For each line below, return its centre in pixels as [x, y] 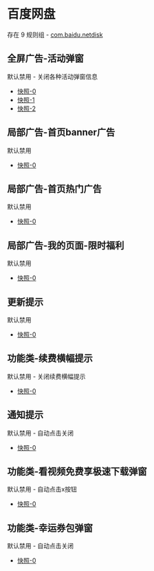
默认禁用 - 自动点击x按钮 [42, 489]
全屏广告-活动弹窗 [45, 58]
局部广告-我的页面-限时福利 [66, 245]
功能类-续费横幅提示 [50, 358]
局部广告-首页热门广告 [54, 188]
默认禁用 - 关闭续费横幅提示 [46, 376]
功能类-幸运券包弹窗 [50, 528]
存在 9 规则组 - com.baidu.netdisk [55, 35]
